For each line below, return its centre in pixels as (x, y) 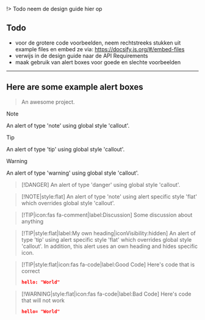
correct (31, 271)
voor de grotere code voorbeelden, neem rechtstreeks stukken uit (98, 43)
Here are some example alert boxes (75, 87)
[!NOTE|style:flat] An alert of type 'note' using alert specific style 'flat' (109, 196)
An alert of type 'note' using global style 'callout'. (68, 125)
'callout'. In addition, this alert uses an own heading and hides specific (110, 246)
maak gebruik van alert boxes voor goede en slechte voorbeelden (98, 62)
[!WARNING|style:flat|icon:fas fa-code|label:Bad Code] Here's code (106, 294)
